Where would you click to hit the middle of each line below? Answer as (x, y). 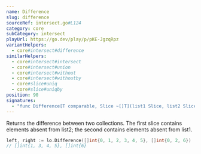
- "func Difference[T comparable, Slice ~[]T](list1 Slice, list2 (96, 106)
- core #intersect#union (41, 67)
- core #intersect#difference (48, 51)
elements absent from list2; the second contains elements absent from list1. (99, 130)
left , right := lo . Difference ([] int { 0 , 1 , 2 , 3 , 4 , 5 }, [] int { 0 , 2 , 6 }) (99, 140)
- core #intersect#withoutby (47, 78)
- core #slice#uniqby (37, 90)
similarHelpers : (26, 56)
